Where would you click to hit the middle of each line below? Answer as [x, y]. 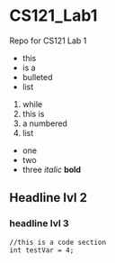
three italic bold [52, 169]
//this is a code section [57, 242]
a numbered [44, 123]
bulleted [37, 77]
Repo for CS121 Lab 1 [48, 41]
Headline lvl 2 [49, 198]
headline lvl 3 [39, 223]
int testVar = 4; [42, 250]
